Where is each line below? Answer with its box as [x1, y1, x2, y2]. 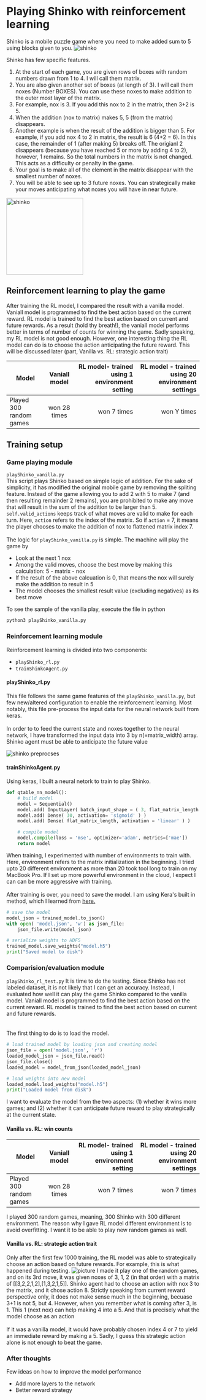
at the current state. [6, 1111, 56, 1119]
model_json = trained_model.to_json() [6, 914, 105, 921]
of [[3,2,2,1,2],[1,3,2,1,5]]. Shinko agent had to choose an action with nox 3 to [6, 1280, 200, 1287]
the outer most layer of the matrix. [15, 94, 102, 101]
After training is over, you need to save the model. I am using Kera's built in [6, 891, 196, 898]
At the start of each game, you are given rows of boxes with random [15, 68, 188, 75]
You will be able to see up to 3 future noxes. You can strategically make [15, 179, 196, 186]
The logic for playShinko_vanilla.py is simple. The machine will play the [6, 536, 189, 543]
